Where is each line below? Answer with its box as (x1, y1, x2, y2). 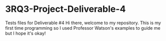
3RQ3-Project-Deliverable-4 (5, 3, 126, 15)
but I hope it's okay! (5, 30, 46, 36)
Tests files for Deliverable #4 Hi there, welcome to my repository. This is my (5, 20, 161, 26)
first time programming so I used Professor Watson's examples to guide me (5, 25, 161, 31)
